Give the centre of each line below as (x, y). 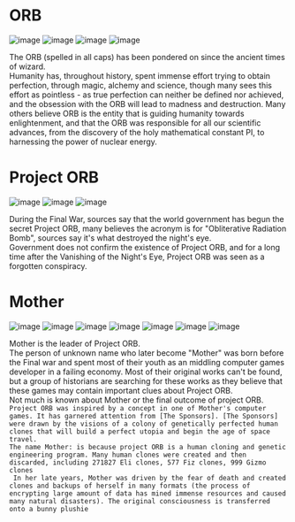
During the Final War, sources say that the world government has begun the (147, 219)
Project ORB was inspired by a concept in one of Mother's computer (138, 408)
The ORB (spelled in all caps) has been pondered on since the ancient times (147, 57)
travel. (23, 439)
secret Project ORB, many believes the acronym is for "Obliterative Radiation (148, 228)
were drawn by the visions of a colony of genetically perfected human (144, 424)
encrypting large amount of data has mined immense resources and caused (148, 493)
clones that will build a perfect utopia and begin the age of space (140, 431)
